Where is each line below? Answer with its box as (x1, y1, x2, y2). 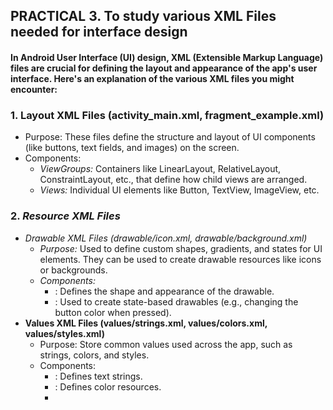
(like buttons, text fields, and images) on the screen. (24, 142, 240, 154)
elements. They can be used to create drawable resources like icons (39, 253, 322, 265)
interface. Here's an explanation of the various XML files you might (10, 72, 295, 84)
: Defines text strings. (54, 370, 143, 382)
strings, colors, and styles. (39, 349, 150, 361)
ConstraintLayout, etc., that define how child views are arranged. (39, 174, 308, 186)
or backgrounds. (39, 264, 108, 276)
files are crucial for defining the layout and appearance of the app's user (10, 62, 318, 74)
